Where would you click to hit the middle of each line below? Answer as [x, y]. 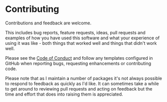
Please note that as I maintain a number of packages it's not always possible [83, 78]
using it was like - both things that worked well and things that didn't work [81, 43]
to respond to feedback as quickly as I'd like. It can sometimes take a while [82, 84]
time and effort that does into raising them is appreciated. [64, 94]
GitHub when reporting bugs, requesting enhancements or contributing [78, 63]
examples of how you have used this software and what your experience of [83, 38]
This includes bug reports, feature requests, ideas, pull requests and [75, 32]
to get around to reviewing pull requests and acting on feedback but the [79, 89]
